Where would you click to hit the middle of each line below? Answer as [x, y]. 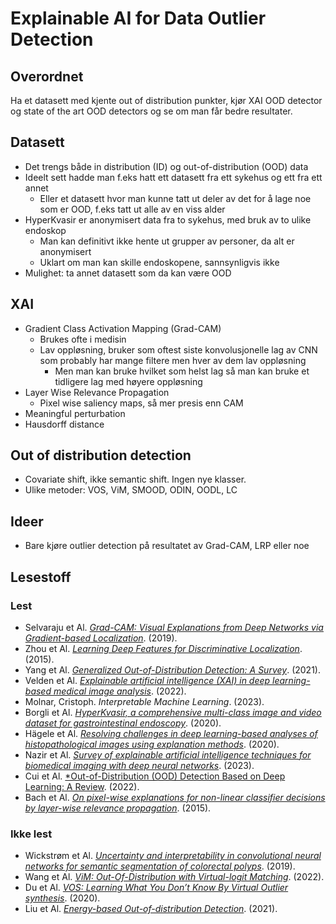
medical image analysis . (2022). [120, 691]
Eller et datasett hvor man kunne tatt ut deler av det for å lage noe [175, 198]
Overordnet [47, 76]
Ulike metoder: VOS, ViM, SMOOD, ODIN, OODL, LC [131, 490]
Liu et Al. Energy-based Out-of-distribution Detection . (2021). [151, 909]
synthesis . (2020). [62, 898]
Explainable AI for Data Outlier [138, 18]
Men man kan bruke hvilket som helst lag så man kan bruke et [182, 371]
